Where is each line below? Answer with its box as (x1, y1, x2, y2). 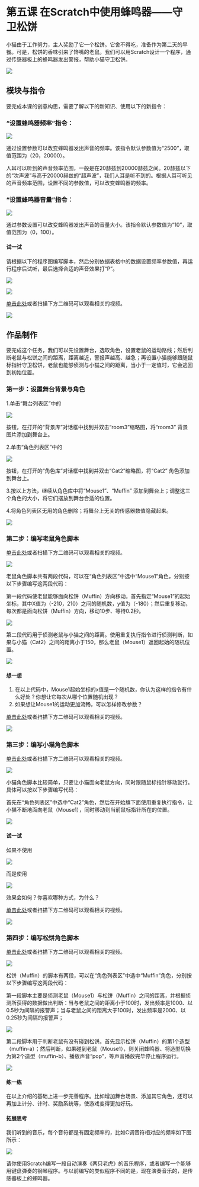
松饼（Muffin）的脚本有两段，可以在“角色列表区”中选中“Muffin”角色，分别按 (6, 972, 192, 979)
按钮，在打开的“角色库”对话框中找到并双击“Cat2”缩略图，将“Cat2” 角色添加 (6, 467, 190, 474)
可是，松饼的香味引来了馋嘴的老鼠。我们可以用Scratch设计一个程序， (16, 48, 186, 55)
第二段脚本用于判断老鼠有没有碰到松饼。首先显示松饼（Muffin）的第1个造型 (6, 1037, 191, 1045)
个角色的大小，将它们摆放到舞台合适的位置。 (6, 494, 115, 501)
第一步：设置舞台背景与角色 (6, 385, 85, 394)
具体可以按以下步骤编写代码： (6, 786, 79, 793)
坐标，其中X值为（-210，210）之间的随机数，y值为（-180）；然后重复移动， (6, 600, 191, 607)
